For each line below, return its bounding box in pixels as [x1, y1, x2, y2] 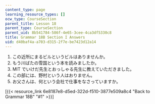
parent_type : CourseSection [5, 26, 63, 31]
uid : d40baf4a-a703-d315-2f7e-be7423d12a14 [5, 40, 97, 45]
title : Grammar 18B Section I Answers [5, 35, 85, 40]
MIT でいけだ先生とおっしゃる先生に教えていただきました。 [12, 66, 135, 72]
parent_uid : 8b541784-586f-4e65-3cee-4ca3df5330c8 [5, 30, 112, 35]
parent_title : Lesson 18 [5, 21, 56, 26]
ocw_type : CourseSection [5, 16, 56, 21]
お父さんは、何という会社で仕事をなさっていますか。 [12, 78, 121, 84]
